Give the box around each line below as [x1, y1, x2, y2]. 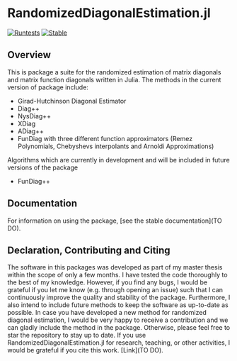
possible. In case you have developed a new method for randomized [7, 309, 207, 317]
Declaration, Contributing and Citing [7, 244, 170, 256]
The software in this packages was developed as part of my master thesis [7, 263, 223, 272]
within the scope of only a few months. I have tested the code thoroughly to [7, 271, 228, 279]
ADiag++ [17, 126, 44, 135]
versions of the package [7, 163, 79, 172]
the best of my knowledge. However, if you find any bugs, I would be [7, 278, 207, 287]
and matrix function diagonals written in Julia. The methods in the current [7, 75, 221, 84]
